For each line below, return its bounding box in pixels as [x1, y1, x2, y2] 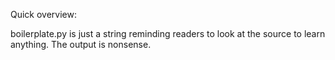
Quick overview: [10, 9, 78, 20]
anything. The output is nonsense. [10, 39, 152, 50]
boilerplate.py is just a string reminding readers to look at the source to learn [10, 28, 326, 39]
